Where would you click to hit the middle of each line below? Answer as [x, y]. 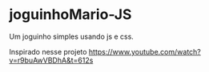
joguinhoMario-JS [70, 15]
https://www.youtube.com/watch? [145, 51]
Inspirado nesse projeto [48, 51]
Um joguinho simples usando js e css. [72, 36]
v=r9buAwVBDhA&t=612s [51, 60]
